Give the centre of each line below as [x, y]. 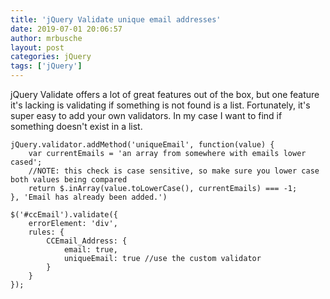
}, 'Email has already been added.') [89, 197]
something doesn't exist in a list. [76, 126]
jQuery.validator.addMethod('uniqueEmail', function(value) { [142, 145]
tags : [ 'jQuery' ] [46, 66]
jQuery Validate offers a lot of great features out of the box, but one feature [165, 94]
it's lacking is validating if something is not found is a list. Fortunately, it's [160, 105]
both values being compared [69, 180]
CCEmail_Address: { [87, 241]
